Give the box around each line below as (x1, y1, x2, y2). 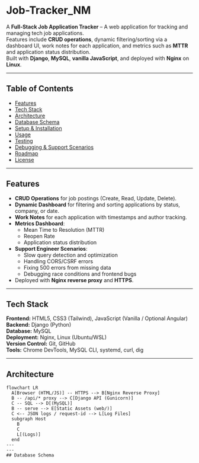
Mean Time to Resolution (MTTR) (23, 226, 105, 233)
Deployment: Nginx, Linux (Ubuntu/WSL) (6, 334, 107, 341)
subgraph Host (11, 416, 46, 422)
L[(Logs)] (17, 432, 41, 438)
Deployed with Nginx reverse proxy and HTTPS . (14, 276, 134, 283)
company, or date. (14, 207, 59, 214)
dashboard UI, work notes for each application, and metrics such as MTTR (6, 42, 188, 49)
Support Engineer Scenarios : (14, 245, 88, 252)
